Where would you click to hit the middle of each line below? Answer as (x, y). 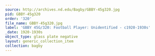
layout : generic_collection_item (39, 41)
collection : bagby (24, 46)
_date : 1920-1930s (24, 32)
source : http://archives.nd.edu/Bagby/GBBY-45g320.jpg (62, 9)
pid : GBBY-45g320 (23, 14)
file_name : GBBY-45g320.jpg (34, 23)
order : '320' (18, 19)
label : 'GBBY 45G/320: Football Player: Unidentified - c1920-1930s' (78, 28)
